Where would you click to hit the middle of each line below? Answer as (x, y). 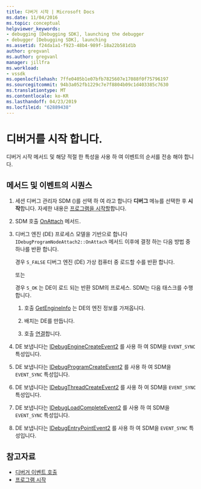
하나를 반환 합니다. (37, 249)
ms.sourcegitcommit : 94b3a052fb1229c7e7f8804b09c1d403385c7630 (88, 85)
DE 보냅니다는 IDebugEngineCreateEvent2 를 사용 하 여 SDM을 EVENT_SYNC (105, 347)
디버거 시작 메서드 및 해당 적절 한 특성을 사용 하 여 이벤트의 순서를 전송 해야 (94, 157)
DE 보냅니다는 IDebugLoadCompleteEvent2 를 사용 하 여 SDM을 (92, 407)
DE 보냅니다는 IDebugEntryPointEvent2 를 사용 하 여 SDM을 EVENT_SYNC (101, 428)
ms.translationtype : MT (36, 91)
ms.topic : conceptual (33, 23)
